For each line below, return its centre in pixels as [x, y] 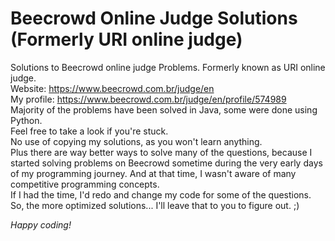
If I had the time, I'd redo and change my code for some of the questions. [161, 194]
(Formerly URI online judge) [126, 39]
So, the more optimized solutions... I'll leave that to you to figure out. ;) [155, 205]
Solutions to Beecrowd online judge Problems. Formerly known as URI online [168, 67]
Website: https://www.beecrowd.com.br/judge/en [112, 88]
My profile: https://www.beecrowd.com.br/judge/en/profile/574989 [148, 99]
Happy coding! [41, 224]
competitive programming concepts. [85, 184]
